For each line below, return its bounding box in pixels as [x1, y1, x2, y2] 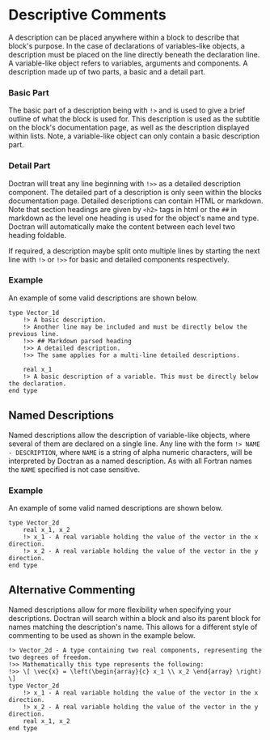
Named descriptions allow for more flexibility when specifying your [8, 605, 232, 615]
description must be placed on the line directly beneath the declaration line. [8, 49, 260, 59]
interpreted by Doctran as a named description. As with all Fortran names [8, 456, 252, 466]
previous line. [8, 330, 60, 338]
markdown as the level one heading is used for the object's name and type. [8, 213, 259, 223]
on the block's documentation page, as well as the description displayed [8, 123, 250, 133]
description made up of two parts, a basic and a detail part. [8, 66, 206, 76]
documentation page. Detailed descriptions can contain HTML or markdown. [8, 196, 264, 206]
